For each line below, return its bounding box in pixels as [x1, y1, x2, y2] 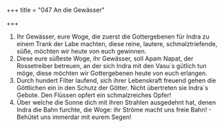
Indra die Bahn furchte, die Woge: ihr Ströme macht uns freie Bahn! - [16, 106, 212, 114]
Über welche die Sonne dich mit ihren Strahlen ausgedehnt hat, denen [16, 98, 216, 106]
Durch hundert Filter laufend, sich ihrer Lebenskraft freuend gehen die [16, 76, 216, 85]
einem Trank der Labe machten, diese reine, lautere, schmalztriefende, [16, 40, 218, 47]
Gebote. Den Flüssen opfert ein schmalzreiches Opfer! [16, 91, 172, 99]
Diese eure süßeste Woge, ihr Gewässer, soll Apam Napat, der [16, 54, 194, 63]
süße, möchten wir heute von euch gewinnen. [16, 47, 147, 55]
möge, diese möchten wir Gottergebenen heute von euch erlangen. [16, 69, 208, 77]
